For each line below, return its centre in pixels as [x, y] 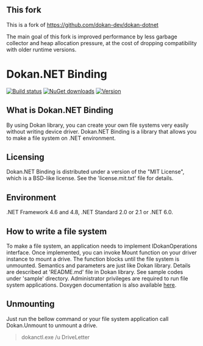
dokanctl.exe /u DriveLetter [55, 337]
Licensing [25, 157]
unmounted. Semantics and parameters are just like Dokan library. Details [98, 265]
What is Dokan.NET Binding [60, 110]
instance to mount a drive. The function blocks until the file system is [93, 259]
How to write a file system [57, 231]
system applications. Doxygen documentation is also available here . [91, 285]
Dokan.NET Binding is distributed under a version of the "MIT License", [95, 172]
